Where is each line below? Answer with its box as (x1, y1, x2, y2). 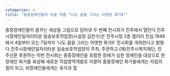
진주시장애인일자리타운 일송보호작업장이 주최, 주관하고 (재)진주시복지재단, (10, 46, 156, 52)
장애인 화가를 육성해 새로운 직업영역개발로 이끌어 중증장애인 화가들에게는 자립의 (5, 58, 163, 64)
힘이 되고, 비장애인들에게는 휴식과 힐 (5, 64, 77, 71)
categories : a (5, 7, 36, 13)
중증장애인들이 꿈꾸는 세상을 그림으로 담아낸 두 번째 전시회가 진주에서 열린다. (5, 26, 157, 33)
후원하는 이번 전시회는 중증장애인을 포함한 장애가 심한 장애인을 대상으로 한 (18, 52, 165, 58)
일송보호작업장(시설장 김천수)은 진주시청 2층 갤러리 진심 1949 (43, 33, 165, 39)
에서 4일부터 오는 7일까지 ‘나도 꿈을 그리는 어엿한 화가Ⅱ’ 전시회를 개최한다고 (5, 39, 155, 46)
